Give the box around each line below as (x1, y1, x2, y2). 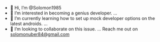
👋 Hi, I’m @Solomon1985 (10, 5, 62, 10)
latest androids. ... (10, 20, 48, 26)
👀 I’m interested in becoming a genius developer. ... (10, 10, 118, 16)
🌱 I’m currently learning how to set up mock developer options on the (10, 15, 155, 21)
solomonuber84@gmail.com (10, 31, 70, 37)
